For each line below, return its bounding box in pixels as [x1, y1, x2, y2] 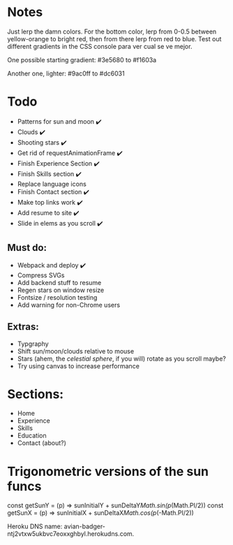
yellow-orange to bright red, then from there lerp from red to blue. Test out [7, 34, 222, 43]
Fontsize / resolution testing [17, 293, 98, 301]
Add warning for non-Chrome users [17, 300, 121, 309]
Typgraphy [17, 340, 49, 348]
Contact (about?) [17, 439, 66, 447]
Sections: [7, 386, 64, 402]
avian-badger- [63, 522, 106, 531]
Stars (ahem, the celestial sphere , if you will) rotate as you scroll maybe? [17, 354, 227, 363]
